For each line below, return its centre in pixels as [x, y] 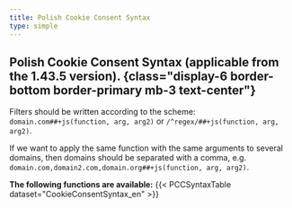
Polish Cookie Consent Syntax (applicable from [144, 62]
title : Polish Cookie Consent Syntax [80, 17]
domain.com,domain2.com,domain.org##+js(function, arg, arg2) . [129, 168]
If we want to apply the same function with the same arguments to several [146, 148]
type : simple [34, 26]
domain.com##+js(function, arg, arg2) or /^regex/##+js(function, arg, [144, 121]
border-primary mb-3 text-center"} [155, 90]
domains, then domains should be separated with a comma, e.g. [128, 158]
